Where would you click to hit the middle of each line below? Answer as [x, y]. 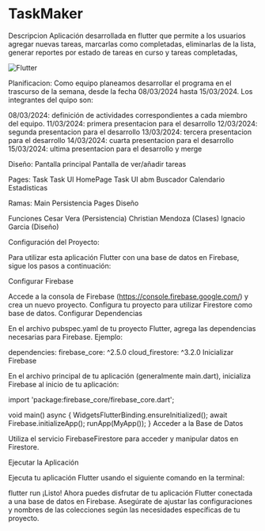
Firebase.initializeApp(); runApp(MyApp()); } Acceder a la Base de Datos [126, 423]
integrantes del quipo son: [51, 100]
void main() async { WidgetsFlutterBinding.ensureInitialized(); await [118, 415]
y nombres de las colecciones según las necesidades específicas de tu [124, 510]
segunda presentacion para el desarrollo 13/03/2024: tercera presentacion [130, 132]
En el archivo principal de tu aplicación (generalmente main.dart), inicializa [130, 375]
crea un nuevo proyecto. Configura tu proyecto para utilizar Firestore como [131, 304]
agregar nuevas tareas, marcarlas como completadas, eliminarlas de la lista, [132, 43]
